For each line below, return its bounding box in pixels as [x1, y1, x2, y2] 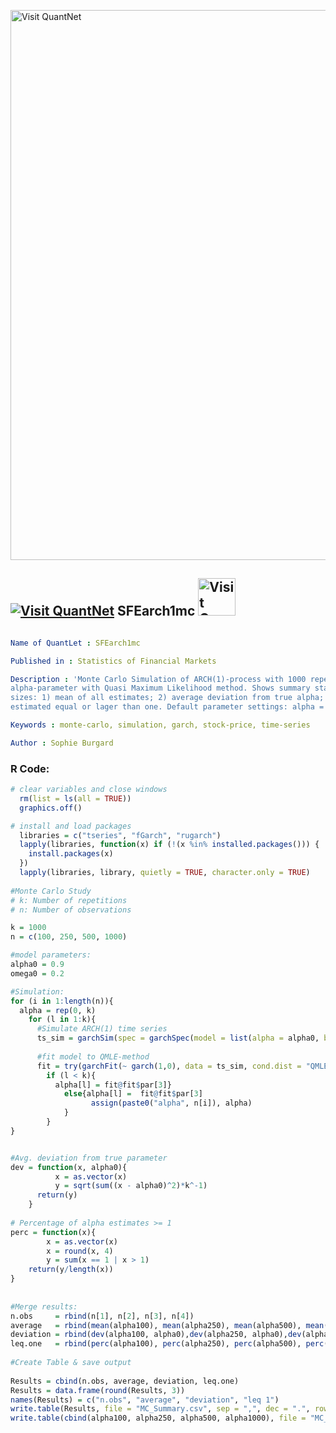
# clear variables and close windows [10, 785, 168, 795]
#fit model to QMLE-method [36, 1051, 150, 1062]
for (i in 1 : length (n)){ [10, 996, 114, 1006]
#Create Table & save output [10, 1358, 132, 1368]
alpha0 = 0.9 [10, 960, 65, 970]
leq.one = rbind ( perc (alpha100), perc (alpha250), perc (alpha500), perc [10, 1339, 325, 1349]
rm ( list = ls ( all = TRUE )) [19, 793, 132, 804]
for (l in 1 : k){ [28, 1015, 97, 1025]
